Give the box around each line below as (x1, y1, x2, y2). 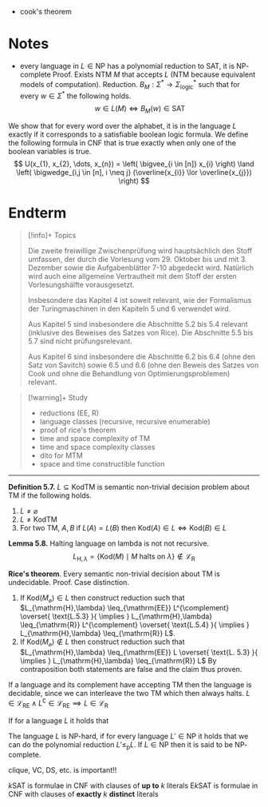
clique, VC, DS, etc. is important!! (8, 765, 117, 775)
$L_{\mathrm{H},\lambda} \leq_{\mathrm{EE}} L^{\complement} (19, 603, 230, 613)
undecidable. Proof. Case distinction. (8, 577, 130, 586)
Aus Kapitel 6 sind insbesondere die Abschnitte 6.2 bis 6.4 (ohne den (27, 352, 256, 361)
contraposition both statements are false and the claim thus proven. (19, 665, 242, 674)
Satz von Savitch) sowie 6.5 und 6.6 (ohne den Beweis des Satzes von (27, 360, 259, 370)
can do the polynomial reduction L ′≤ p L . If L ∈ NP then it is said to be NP (8, 739, 245, 751)
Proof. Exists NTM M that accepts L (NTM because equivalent (53, 70, 256, 79)
